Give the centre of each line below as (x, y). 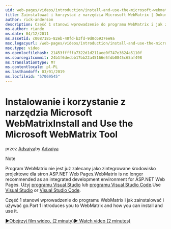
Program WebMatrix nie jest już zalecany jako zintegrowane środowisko (81, 168)
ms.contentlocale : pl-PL (32, 67)
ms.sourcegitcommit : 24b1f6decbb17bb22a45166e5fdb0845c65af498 (74, 58)
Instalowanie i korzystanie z (66, 102)
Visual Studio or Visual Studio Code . (43, 190)
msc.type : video (22, 48)
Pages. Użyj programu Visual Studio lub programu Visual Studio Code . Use (83, 185)
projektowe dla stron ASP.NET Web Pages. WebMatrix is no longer (74, 174)
